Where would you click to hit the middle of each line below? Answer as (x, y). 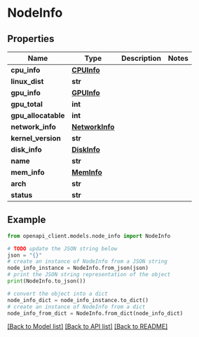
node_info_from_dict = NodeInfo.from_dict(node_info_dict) (95, 313)
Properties (31, 39)
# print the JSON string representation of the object (89, 275)
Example (27, 220)
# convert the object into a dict (58, 294)
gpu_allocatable (38, 115)
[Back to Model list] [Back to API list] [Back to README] (88, 327)
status (22, 195)
